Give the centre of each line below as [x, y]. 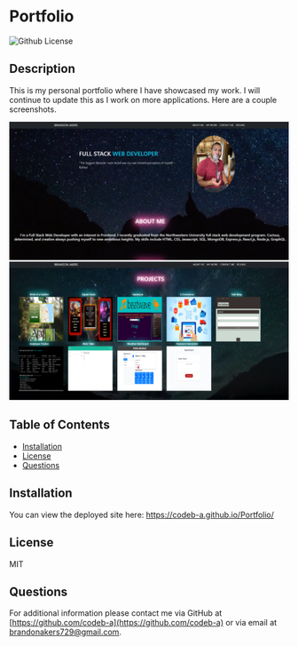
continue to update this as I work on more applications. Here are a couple [143, 100]
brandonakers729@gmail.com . [66, 632]
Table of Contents [60, 425]
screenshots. [33, 109]
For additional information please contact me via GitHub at [116, 613]
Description [42, 69]
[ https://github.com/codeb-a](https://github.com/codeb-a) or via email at [143, 623]
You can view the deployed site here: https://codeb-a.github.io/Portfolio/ [142, 514]
